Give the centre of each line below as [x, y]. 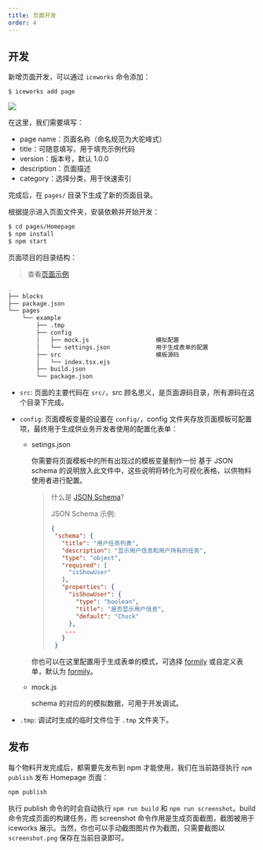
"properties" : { [88, 587]
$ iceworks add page [42, 92]
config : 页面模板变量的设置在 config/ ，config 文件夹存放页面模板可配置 [136, 419]
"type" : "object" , [91, 558]
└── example [42, 318]
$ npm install [31, 234]
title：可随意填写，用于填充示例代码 [77, 149]
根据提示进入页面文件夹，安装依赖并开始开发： [84, 212]
